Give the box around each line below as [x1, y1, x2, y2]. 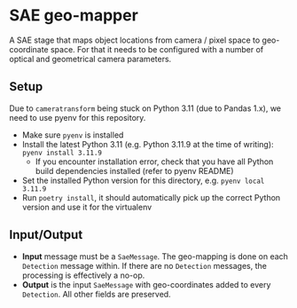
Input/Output [9, 227, 83, 242]
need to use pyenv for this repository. [9, 112, 146, 122]
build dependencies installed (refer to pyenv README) [35, 165, 234, 176]
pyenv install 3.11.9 [21, 148, 102, 157]
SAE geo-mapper [9, 5, 139, 26]
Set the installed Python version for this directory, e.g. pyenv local [21, 175, 265, 186]
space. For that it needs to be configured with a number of [50, 43, 264, 54]
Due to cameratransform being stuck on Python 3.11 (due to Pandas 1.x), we [9, 103, 282, 114]
